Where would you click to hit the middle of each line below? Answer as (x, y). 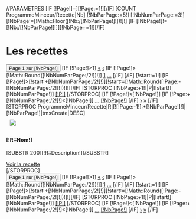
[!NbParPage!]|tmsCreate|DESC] (46, 113)
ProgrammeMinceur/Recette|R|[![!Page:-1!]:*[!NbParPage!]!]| (112, 106)
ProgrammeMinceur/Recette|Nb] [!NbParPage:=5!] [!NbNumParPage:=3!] (95, 15)
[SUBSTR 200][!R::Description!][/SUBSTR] (58, 153)
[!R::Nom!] (19, 140)
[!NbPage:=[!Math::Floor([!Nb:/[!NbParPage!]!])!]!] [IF (71, 21)
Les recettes (37, 51)
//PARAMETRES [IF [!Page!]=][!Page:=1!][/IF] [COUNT (71, 9)
